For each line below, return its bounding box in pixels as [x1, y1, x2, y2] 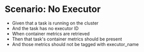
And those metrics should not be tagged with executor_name [12, 41, 139, 47]
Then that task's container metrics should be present [12, 36, 122, 42]
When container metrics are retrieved [12, 30, 90, 36]
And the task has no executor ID [12, 25, 79, 31]
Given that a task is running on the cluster [12, 20, 99, 26]
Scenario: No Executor [5, 3, 101, 15]
